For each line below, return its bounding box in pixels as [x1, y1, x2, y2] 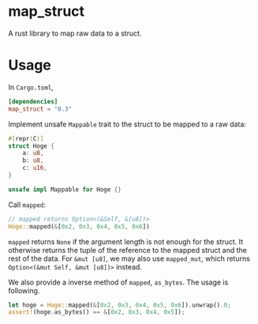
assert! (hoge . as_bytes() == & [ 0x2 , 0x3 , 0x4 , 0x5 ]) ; [8, 308, 185, 316]
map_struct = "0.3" [8, 105, 73, 113]
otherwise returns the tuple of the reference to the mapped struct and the [8, 245, 247, 254]
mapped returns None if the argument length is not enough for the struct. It [8, 236, 244, 247]
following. [8, 285, 40, 295]
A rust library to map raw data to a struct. [8, 28, 142, 38]
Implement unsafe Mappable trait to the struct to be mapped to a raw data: [8, 119, 247, 129]
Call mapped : [8, 200, 46, 209]
